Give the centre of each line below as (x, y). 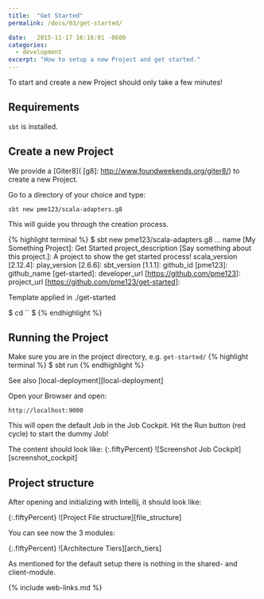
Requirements (44, 107)
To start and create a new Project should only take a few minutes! (115, 82)
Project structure (51, 483)
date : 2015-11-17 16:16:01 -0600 (67, 37)
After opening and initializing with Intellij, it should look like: (105, 502)
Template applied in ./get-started (62, 297)
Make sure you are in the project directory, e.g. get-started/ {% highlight (128, 357)
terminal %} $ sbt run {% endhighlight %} (76, 365)
